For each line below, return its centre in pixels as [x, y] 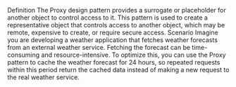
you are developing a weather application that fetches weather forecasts [113, 40]
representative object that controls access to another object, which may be [116, 25]
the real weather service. [43, 77]
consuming [24, 55]
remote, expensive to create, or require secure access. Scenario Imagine [113, 32]
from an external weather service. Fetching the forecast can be [99, 47]
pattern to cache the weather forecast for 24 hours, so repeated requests [114, 62]
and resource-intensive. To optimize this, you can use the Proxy [134, 55]
